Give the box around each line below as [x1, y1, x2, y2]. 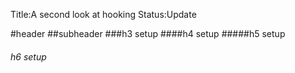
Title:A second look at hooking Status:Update [10, 9, 197, 20]
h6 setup [10, 50, 47, 63]
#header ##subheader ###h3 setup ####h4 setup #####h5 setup [10, 28, 286, 39]
